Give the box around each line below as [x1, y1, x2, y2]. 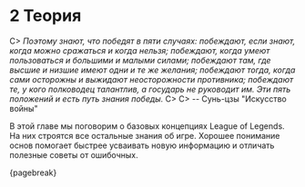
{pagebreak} [9, 167, 57, 178]
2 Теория [9, 5, 82, 26]
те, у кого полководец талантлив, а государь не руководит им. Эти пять [9, 84, 291, 94]
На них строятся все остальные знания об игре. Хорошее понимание [9, 130, 280, 141]
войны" [9, 103, 38, 113]
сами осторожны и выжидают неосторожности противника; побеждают [9, 74, 294, 84]
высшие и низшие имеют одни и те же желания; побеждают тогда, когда [9, 64, 296, 75]
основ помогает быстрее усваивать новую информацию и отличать [9, 140, 275, 151]
